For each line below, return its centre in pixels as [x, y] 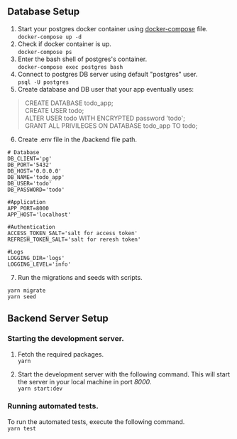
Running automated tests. [53, 406]
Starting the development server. [66, 339]
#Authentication [31, 227]
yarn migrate [27, 291]
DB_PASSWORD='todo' [36, 190]
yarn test [22, 428]
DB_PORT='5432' [30, 165]
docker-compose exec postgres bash [70, 67]
